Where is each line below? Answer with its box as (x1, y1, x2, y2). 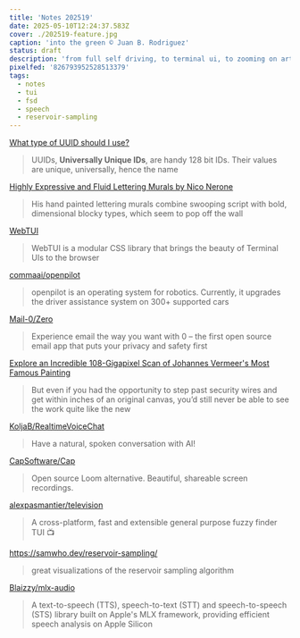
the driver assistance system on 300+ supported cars (30, 297, 229, 307)
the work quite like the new (30, 404, 131, 415)
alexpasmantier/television (9, 499, 104, 510)
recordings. (30, 483, 74, 493)
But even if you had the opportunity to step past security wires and (30, 385, 278, 396)
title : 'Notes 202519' (9, 13, 94, 22)
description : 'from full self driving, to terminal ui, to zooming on (9, 55, 278, 63)
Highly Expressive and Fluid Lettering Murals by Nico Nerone (9, 181, 234, 192)
